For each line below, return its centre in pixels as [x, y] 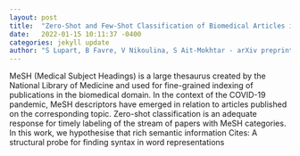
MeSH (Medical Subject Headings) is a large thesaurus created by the [137, 76]
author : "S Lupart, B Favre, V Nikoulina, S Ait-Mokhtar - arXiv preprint [151, 51]
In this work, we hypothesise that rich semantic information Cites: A [133, 133]
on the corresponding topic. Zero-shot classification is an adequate [133, 114]
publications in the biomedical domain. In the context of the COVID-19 [137, 95]
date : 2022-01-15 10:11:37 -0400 [75, 34]
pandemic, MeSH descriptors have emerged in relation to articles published [148, 104]
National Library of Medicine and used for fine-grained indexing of [131, 86]
